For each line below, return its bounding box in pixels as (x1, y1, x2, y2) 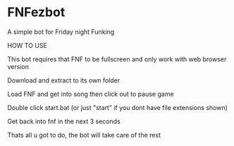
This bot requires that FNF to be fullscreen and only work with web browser (7, 54, 227, 63)
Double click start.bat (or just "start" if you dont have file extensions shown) (7, 103, 228, 111)
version (7, 62, 30, 71)
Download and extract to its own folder (7, 75, 121, 85)
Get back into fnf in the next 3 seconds (7, 117, 121, 126)
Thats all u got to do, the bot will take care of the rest (7, 130, 161, 139)
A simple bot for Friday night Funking (7, 28, 115, 36)
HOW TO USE (7, 41, 47, 49)
